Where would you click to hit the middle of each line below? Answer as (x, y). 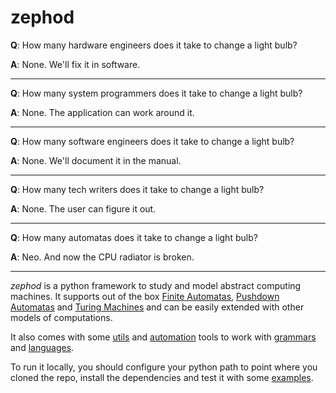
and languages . (42, 347)
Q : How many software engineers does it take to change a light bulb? (152, 141)
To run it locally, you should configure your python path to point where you (164, 367)
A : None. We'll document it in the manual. (96, 160)
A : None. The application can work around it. (102, 112)
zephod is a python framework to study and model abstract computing (156, 285)
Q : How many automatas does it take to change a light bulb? (134, 237)
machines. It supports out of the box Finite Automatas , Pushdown (145, 296)
